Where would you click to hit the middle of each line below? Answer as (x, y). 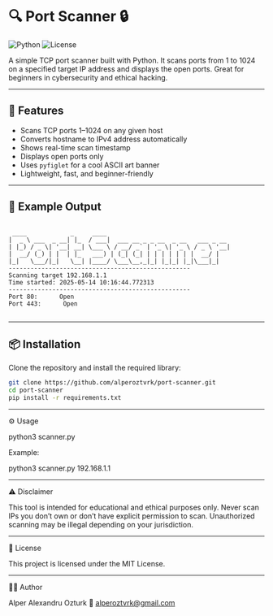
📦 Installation (45, 344)
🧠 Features (36, 111)
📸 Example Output (55, 207)
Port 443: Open (43, 304)
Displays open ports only (62, 156)
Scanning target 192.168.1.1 (58, 275)
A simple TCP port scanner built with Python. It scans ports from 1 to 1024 (132, 60)
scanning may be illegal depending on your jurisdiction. (101, 525)
